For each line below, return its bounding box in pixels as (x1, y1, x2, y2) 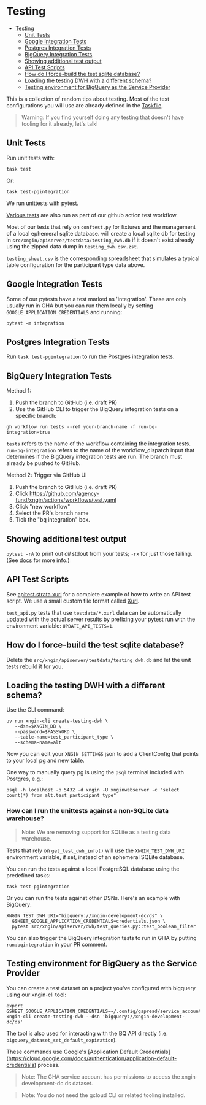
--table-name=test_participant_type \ (14, 734, 114, 741)
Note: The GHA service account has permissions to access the (21, 1072, 180, 1080)
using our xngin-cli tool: (6, 991, 66, 998)
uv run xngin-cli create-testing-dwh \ (6, 718, 109, 725)
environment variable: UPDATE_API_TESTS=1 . (6, 622, 114, 630)
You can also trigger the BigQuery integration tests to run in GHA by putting (6, 934, 197, 941)
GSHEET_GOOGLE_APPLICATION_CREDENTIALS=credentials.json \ (12, 918, 166, 924)
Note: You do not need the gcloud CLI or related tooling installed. (21, 1091, 186, 1099)
